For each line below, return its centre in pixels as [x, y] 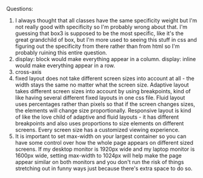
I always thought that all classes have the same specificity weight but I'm [106, 20]
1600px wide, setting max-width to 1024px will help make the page [98, 156]
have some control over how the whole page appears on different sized [104, 143]
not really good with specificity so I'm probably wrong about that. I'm [101, 27]
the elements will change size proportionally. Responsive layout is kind [103, 110]
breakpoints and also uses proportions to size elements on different [99, 123]
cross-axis [28, 72]
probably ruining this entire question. [61, 53]
